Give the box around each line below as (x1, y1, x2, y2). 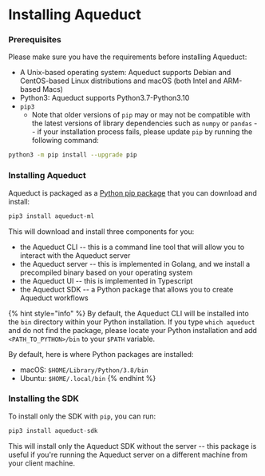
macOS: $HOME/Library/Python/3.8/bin (19, 365, 149, 375)
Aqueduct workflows (19, 293, 89, 303)
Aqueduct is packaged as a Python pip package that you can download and (8, 188, 257, 197)
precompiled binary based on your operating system (19, 268, 193, 277)
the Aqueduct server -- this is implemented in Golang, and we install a (19, 259, 251, 268)
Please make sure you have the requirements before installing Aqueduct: (8, 52, 247, 61)
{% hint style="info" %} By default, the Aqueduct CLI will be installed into (8, 308, 249, 318)
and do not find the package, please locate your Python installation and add (8, 325, 258, 335)
